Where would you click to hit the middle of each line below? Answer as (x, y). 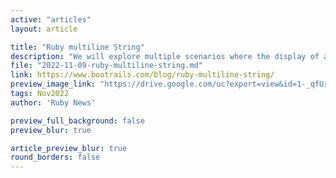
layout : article (44, 29)
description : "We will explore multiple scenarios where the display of (165, 56)
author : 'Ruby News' (53, 102)
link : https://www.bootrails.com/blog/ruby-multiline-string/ (142, 75)
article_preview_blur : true (69, 148)
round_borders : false (55, 157)
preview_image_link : (53, 84)
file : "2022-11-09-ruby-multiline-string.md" (106, 66)
